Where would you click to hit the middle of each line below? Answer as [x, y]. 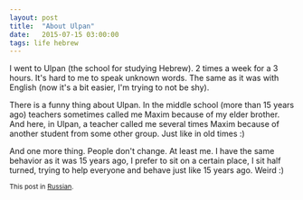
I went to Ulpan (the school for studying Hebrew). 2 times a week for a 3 [144, 68]
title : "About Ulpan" [52, 26]
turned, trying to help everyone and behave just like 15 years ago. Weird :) [147, 170]
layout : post [34, 18]
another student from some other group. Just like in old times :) [128, 134]
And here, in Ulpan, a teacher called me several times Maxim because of [145, 124]
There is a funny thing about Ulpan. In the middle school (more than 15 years [152, 105]
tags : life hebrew [44, 43]
